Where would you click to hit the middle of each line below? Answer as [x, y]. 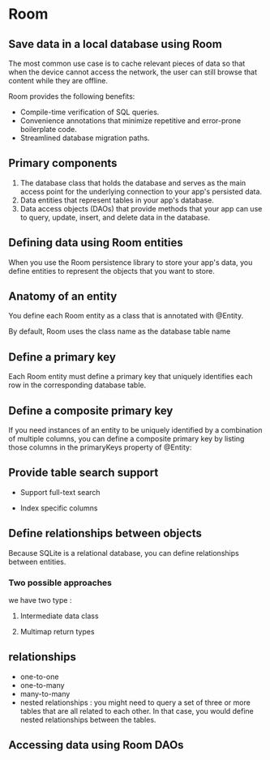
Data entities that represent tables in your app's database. [117, 200]
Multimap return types [57, 631]
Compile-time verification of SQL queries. [90, 112]
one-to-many [42, 685]
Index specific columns [59, 508]
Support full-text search [60, 492]
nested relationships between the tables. [88, 719]
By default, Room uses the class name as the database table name [120, 331]
